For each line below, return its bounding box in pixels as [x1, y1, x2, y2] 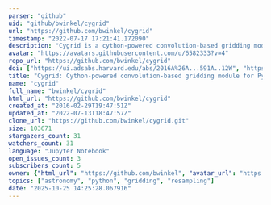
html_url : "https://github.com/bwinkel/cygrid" [8, 94, 172, 102]
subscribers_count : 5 [8, 162, 81, 170]
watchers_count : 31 [8, 139, 74, 148]
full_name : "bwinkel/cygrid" [8, 86, 106, 95]
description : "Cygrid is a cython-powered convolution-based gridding [8, 42, 251, 50]
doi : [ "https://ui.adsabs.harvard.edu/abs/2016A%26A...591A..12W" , [8, 65, 240, 73]
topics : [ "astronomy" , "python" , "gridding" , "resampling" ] [8, 177, 215, 186]
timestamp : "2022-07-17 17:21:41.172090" [8, 34, 150, 43]
